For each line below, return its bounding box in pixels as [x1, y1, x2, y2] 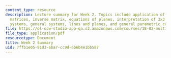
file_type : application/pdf [5, 31, 65, 36]
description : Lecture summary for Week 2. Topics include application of [5, 12, 165, 17]
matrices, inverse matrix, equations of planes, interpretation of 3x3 [10, 17, 165, 22]
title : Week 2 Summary [5, 40, 53, 45]
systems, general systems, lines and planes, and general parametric [10, 21, 160, 27]
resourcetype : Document [5, 36, 56, 41]
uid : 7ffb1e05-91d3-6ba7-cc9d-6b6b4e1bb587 [5, 45, 99, 50]
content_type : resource [5, 7, 56, 13]
